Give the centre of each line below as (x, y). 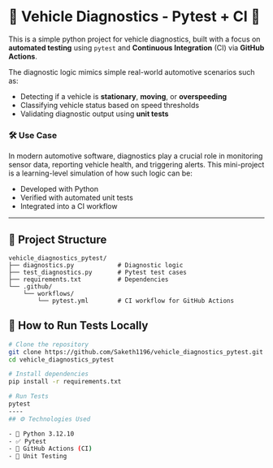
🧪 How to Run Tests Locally (78, 325)
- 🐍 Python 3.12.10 (41, 434)
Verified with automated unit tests (77, 197)
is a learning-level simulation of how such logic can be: (100, 173)
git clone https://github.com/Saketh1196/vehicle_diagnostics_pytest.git (136, 352)
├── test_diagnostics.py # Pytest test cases (97, 273)
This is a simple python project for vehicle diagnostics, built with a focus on (134, 39)
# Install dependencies (49, 374)
